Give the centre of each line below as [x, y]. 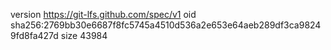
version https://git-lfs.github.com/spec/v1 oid [103, 14]
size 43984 [84, 35]
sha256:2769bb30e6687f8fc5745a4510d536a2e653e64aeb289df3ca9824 [166, 25]
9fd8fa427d [34, 35]
